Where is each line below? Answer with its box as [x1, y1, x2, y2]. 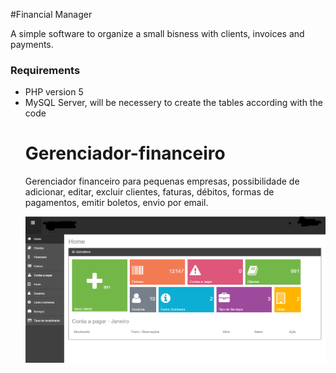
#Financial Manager [10, 9, 93, 20]
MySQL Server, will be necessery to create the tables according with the [24, 97, 323, 109]
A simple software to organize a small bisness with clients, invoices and [10, 28, 305, 39]
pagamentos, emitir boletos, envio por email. [24, 197, 209, 209]
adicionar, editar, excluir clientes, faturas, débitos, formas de [24, 186, 275, 198]
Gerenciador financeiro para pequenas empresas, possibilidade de [24, 175, 300, 188]
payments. [10, 39, 54, 50]
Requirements [10, 63, 81, 77]
